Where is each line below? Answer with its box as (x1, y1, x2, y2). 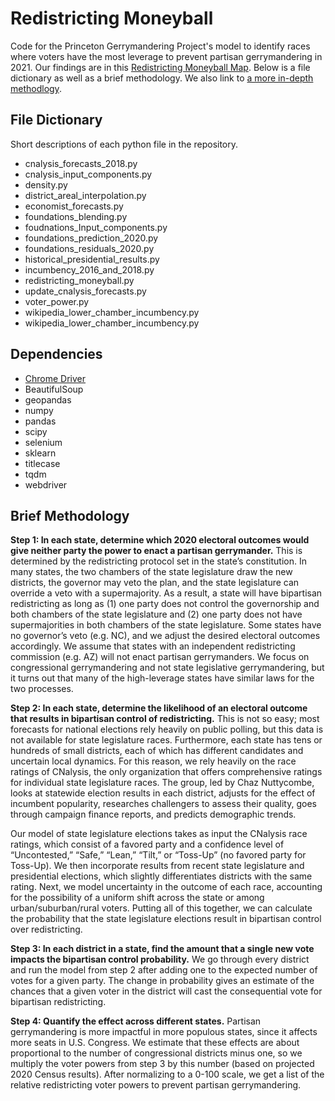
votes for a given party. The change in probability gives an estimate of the (10, 975, 315, 987)
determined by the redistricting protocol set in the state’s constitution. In (10, 555, 307, 567)
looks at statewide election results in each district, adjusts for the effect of (10, 787, 316, 799)
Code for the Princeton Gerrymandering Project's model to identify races (10, 40, 311, 52)
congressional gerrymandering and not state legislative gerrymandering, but (10, 662, 325, 674)
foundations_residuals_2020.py (24, 242, 155, 254)
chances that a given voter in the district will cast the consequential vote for (10, 985, 323, 997)
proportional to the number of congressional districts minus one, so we (10, 1047, 303, 1059)
